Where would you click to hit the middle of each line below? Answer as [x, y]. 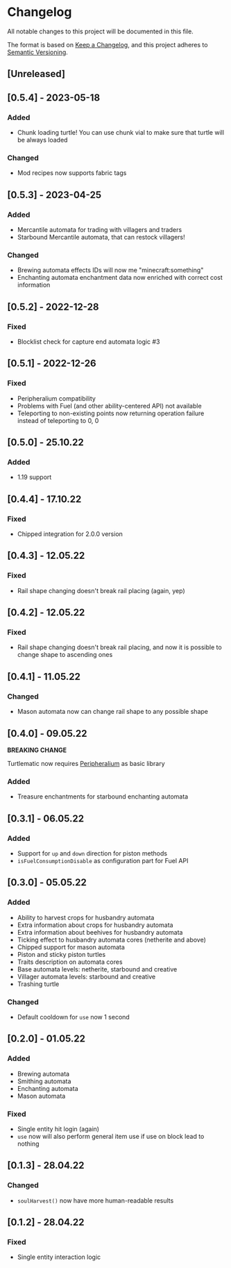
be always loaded [42, 140]
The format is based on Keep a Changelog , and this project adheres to [108, 44]
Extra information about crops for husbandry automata [95, 925]
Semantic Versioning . [37, 52]
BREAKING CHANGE [37, 750]
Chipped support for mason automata [71, 947]
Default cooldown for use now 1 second [73, 1017]
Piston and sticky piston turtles [61, 954]
